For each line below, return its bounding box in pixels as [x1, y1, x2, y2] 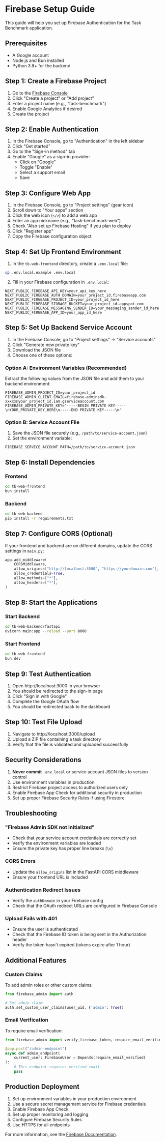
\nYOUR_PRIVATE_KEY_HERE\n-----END [5, 407, 78, 412]
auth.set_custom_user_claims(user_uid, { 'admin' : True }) [5, 1005, 124, 1010]
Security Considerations [5, 756, 82, 764]
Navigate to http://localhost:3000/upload [12, 731, 95, 737]
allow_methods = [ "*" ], [14, 576, 58, 581]
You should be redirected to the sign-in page [12, 688, 103, 694]
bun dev [5, 656, 21, 661]
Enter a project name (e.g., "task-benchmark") [12, 100, 107, 106]
